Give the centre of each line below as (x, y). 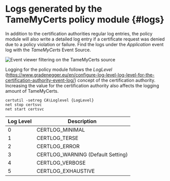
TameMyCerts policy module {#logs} (85, 20)
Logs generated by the (54, 9)
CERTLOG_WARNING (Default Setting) (82, 154)
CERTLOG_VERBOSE (61, 163)
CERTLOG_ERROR (58, 146)
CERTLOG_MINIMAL (61, 130)
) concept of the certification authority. (115, 80)
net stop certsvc (24, 104)
